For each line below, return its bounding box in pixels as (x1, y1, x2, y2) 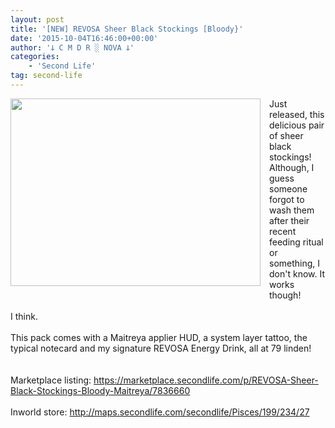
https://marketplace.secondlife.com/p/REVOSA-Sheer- (93, 374, 319, 386)
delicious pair (269, 119, 325, 131)
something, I (269, 257, 321, 269)
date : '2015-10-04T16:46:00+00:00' (10, 33, 159, 43)
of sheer (269, 129, 304, 141)
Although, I (269, 161, 315, 173)
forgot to (269, 193, 305, 205)
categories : (10, 52, 60, 62)
